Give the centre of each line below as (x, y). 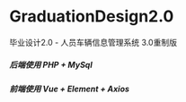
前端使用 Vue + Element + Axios (70, 89)
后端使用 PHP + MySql (51, 64)
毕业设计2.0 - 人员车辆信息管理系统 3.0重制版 (93, 42)
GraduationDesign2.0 (92, 17)
